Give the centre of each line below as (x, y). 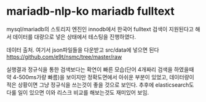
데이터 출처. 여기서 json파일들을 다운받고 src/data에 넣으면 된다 (83, 50)
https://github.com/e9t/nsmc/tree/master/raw (64, 57)
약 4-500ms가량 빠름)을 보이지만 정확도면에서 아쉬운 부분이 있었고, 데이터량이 (101, 77)
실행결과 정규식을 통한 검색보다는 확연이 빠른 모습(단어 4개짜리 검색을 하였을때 (100, 69)
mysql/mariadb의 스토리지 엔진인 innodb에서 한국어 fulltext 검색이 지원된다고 (100, 29)
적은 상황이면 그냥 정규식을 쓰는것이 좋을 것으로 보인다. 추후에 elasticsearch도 (100, 85)
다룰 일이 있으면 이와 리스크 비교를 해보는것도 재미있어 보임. (78, 92)
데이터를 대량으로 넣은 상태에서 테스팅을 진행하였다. (74, 37)
